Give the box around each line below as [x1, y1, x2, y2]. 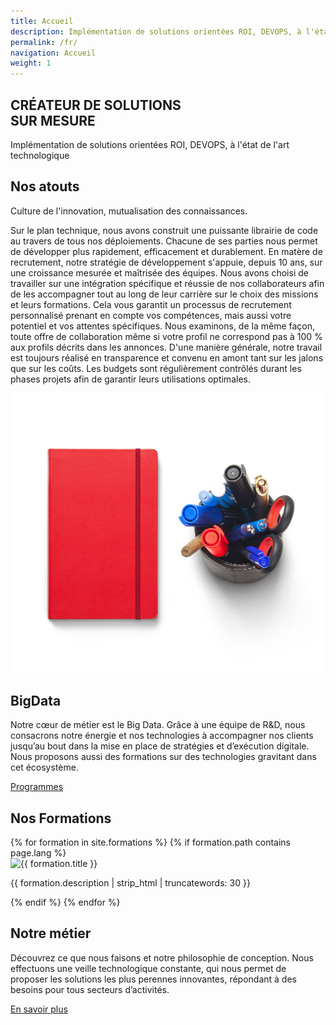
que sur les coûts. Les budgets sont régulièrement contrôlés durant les [10, 362, 302, 374]
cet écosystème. [10, 761, 79, 774]
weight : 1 [10, 58, 52, 69]
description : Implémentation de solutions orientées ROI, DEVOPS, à [10, 26, 302, 37]
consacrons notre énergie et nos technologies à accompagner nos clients [10, 730, 314, 742]
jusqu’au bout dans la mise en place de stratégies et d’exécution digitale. [10, 740, 310, 752]
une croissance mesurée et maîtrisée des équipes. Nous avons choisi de [10, 266, 309, 279]
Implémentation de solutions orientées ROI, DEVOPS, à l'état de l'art [10, 138, 290, 150]
